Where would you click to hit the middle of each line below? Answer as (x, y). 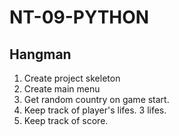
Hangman (40, 54)
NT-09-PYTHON (79, 17)
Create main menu (62, 89)
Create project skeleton (72, 78)
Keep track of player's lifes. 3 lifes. (95, 110)
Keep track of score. (66, 120)
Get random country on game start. (96, 99)
